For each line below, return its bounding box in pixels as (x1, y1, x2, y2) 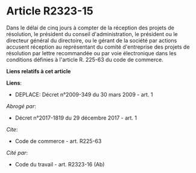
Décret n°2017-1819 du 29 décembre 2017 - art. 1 (14, 114, 138, 121)
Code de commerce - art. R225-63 (14, 137, 102, 145)
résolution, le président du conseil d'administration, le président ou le (6, 30, 178, 37)
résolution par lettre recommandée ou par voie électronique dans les (6, 49, 177, 56)
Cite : (6, 126, 18, 133)
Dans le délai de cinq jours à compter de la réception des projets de (6, 24, 175, 31)
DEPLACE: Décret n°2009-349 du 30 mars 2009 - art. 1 (14, 91, 153, 98)
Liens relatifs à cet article (6, 67, 71, 74)
